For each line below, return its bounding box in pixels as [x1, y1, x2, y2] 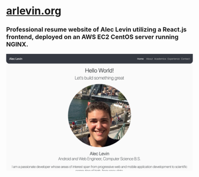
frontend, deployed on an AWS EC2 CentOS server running [6, 33, 179, 41]
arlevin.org [6, 4, 62, 18]
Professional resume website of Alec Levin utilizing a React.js [6, 26, 187, 34]
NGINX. [6, 40, 28, 49]
